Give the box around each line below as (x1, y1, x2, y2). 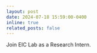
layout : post (6, 8, 39, 15)
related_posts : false (6, 25, 60, 31)
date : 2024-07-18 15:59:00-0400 (6, 14, 87, 20)
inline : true (6, 19, 39, 25)
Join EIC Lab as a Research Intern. (6, 41, 91, 48)
